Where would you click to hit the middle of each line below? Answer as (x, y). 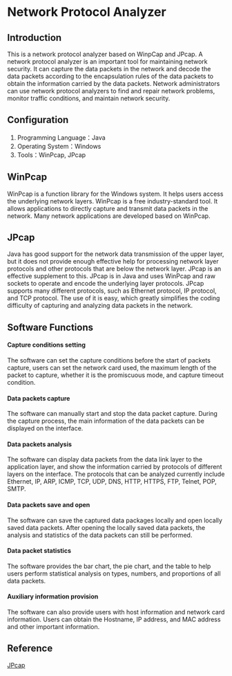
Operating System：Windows (59, 146)
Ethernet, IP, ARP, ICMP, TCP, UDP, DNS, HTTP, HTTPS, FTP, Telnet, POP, (112, 482)
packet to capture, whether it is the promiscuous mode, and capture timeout (116, 375)
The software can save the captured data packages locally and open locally (115, 520)
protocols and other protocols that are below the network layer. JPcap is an (114, 269)
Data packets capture (39, 398)
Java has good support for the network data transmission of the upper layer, (116, 254)
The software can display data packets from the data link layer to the (105, 459)
